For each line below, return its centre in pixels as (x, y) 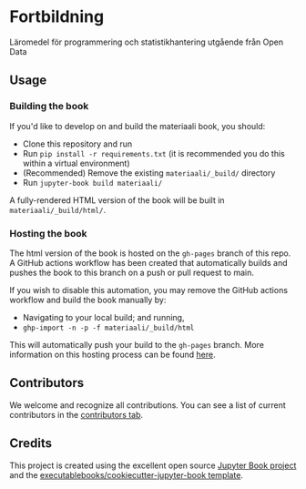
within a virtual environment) (76, 163)
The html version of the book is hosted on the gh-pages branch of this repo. (150, 253)
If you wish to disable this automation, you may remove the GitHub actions (149, 290)
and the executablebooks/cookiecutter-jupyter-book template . (127, 474)
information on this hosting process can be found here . (112, 354)
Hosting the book (48, 233)
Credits (31, 443)
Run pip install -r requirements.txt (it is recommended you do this (153, 153)
